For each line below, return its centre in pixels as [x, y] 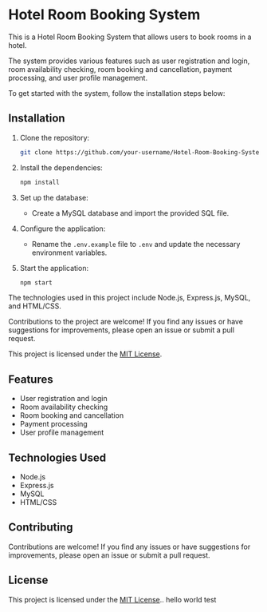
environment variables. [69, 252]
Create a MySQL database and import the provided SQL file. [130, 213]
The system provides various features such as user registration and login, [129, 61]
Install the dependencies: [61, 167]
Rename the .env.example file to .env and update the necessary [136, 244]
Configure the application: [63, 229]
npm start [36, 282]
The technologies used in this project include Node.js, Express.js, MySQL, [130, 298]
